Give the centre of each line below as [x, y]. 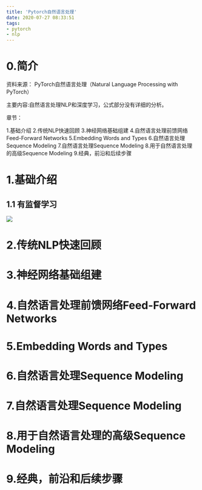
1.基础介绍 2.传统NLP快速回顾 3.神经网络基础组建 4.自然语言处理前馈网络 [97, 130]
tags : [13, 23]
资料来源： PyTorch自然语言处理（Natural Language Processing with [92, 84]
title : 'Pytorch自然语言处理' [42, 12]
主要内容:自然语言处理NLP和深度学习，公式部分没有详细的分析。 [87, 105]
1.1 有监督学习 [32, 204]
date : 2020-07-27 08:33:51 [40, 18]
